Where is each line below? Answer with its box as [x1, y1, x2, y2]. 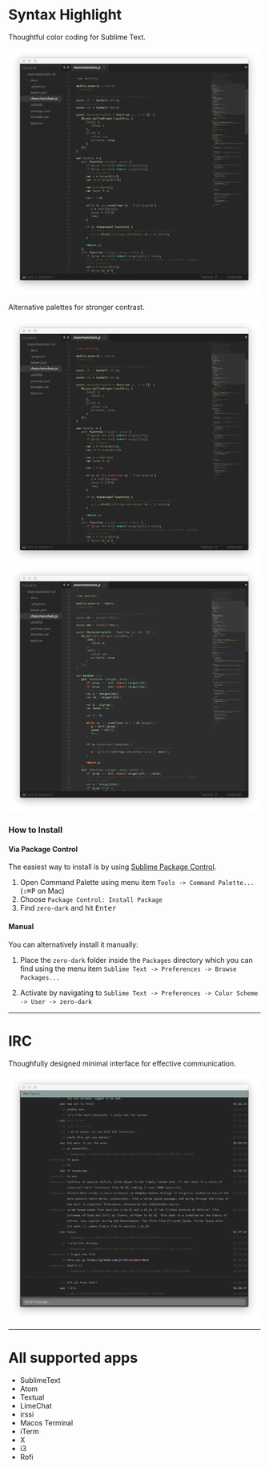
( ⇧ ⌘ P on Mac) [19, 886, 66, 896]
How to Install [8, 825, 62, 836]
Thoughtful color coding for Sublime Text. [8, 32, 147, 42]
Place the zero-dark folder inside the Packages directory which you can [19, 955, 254, 964]
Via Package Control [8, 844, 78, 854]
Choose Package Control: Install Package [19, 895, 163, 904]
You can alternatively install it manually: [8, 940, 139, 949]
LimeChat [19, 1401, 52, 1410]
